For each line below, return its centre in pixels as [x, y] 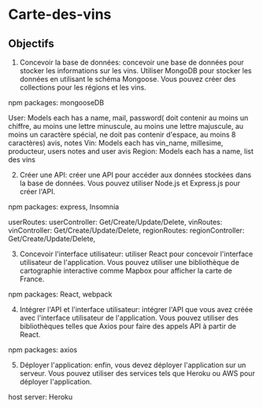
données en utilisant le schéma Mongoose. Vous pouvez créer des [128, 79]
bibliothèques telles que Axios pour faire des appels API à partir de [128, 326]
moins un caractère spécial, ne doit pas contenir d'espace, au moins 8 [122, 134]
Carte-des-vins [60, 15]
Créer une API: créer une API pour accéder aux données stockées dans [135, 175]
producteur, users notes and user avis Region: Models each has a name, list [131, 151]
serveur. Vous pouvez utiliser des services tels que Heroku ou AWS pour [137, 373]
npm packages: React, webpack [60, 294]
